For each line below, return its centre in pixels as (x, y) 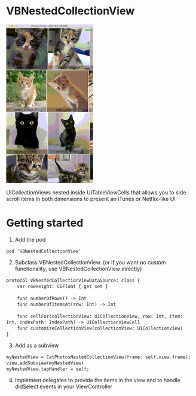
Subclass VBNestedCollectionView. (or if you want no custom (90, 262)
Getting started (45, 223)
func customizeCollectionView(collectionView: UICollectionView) (100, 328)
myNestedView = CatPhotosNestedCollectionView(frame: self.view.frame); (99, 357)
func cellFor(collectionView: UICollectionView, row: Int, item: (100, 316)
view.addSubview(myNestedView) (45, 363)
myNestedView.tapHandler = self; (48, 369)
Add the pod (30, 239)
